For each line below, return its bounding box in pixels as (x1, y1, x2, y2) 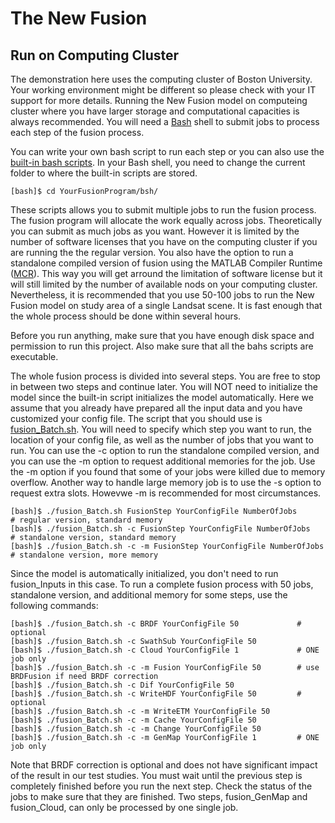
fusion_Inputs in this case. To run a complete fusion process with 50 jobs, (10, 578, 314, 590)
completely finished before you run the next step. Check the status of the (10, 780, 313, 792)
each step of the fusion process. (10, 127, 145, 138)
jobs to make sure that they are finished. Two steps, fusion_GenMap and (10, 791, 308, 802)
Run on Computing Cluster (10, 47, 180, 64)
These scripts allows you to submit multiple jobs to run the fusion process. (10, 204, 317, 216)
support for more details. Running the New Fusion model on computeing (10, 95, 308, 106)
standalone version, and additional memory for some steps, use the (10, 589, 288, 601)
